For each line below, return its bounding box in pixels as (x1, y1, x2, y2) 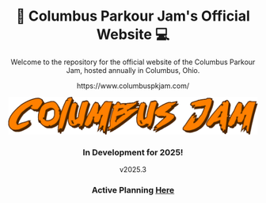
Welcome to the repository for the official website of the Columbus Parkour (10, 57, 256, 67)
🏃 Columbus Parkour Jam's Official (15, 7, 251, 25)
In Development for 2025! (82, 147, 184, 158)
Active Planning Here (91, 184, 175, 195)
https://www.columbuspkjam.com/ (76, 81, 190, 90)
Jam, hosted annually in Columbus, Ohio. (66, 65, 200, 75)
